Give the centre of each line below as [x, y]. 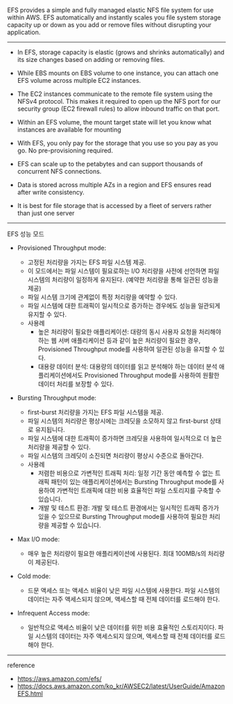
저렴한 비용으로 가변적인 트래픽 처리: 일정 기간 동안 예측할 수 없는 [126, 473]
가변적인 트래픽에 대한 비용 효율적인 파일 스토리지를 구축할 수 [139, 490]
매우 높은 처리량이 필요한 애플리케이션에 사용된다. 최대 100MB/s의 [117, 553]
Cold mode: [34, 576]
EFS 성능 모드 [26, 234]
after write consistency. [51, 192]
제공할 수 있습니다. [76, 525]
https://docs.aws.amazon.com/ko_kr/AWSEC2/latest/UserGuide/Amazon [121, 686]
